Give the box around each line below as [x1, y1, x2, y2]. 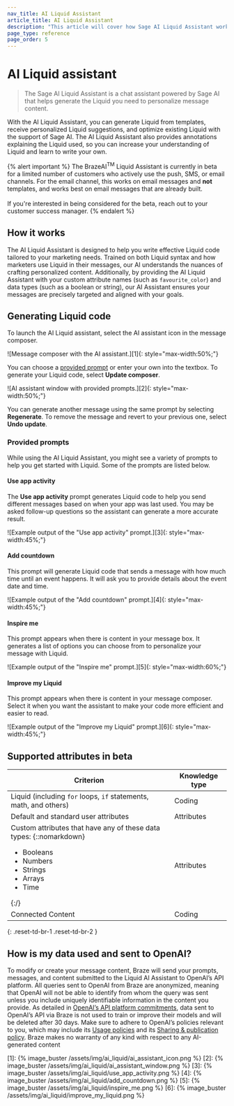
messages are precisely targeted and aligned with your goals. [7, 290, 185, 298]
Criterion [74, 776, 104, 785]
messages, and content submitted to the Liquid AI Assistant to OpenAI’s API [7, 974, 224, 982]
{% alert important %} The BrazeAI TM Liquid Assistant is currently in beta [7, 161, 217, 170]
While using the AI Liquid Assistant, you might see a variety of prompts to [7, 453, 218, 462]
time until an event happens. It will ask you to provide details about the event [7, 574, 227, 583]
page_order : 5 [7, 36, 49, 43]
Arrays [22, 874, 45, 884]
